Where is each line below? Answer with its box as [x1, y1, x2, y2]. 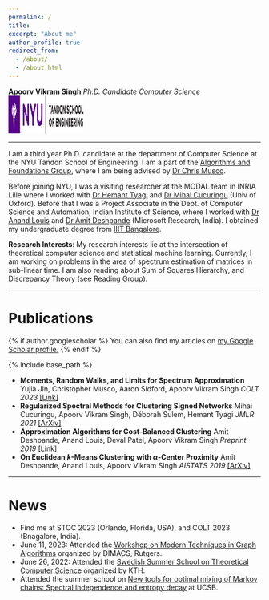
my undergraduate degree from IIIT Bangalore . [8, 224, 162, 233]
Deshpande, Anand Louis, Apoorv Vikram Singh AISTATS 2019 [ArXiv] [19, 460, 251, 470]
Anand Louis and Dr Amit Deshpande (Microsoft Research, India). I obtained [8, 215, 259, 225]
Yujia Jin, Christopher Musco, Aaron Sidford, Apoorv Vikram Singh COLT [19, 383, 259, 393]
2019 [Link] [19, 444, 58, 453]
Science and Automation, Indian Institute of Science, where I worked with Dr [8, 207, 260, 217]
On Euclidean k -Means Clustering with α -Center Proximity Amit [19, 452, 236, 461]
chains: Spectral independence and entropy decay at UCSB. [19, 582, 219, 592]
